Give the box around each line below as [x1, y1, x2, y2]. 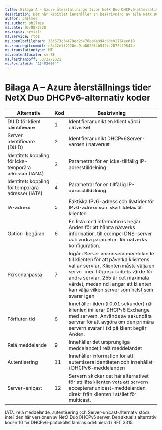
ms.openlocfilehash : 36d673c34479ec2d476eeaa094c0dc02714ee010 [5, 39, 135, 44]
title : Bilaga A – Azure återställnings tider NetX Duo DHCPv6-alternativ [5, 7, 159, 12]
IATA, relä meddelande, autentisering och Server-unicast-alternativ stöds [5, 409, 150, 415]
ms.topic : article [5, 30, 42, 34]
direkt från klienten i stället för [68, 391, 136, 398]
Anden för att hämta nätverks [68, 224, 135, 231]
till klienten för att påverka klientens [68, 256, 149, 263]
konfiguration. [68, 242, 100, 249]
